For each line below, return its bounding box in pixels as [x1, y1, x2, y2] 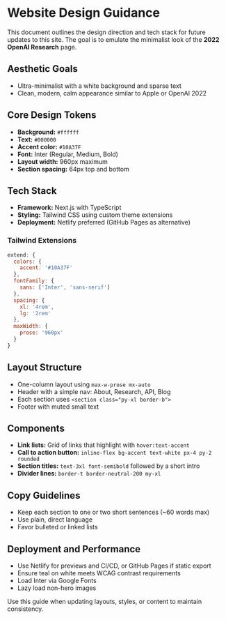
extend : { [7, 251, 36, 259]
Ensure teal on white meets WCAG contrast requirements [17, 569, 181, 577]
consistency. [7, 605, 44, 613]
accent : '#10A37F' [19, 264, 73, 271]
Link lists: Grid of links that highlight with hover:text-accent [17, 441, 190, 449]
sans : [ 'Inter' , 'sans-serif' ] [19, 284, 111, 291]
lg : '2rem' [19, 310, 51, 317]
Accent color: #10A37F [17, 142, 81, 151]
